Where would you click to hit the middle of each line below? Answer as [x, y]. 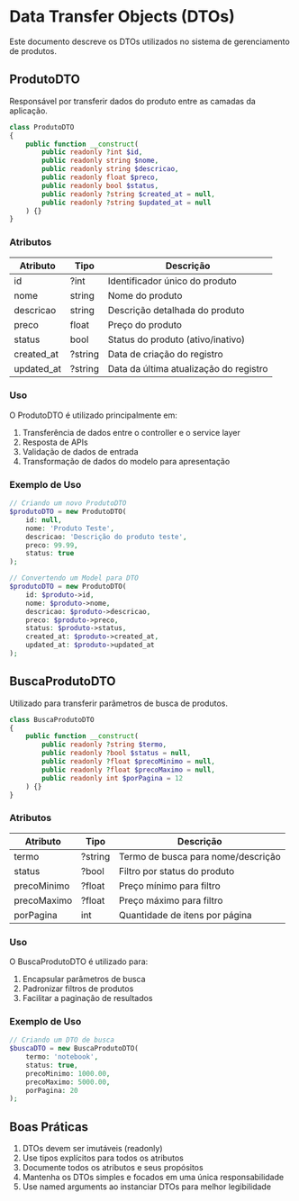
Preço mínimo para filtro [169, 886]
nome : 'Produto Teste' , [70, 528]
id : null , [44, 519]
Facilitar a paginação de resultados [87, 998]
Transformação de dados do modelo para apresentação [126, 461]
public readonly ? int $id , [92, 152]
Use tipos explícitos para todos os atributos [103, 1158]
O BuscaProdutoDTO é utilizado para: [79, 962]
